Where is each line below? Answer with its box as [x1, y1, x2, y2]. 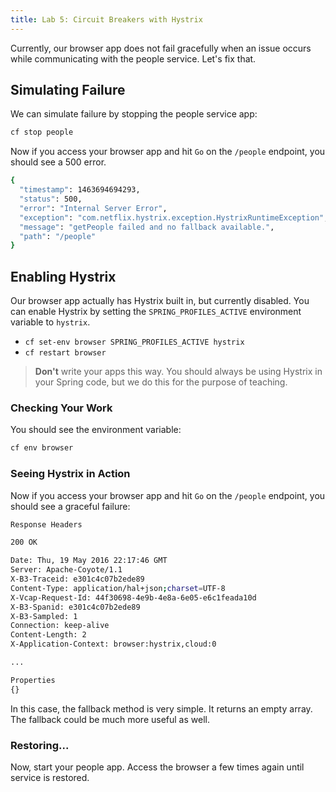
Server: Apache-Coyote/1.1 [10, 565, 123, 575]
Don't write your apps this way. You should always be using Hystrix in [34, 366, 323, 378]
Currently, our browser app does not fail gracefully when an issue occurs [10, 42, 312, 54]
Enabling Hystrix [10, 268, 117, 285]
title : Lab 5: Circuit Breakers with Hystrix [10, 14, 203, 25]
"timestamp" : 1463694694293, [19, 185, 141, 195]
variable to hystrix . [10, 316, 91, 328]
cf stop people [10, 127, 74, 138]
